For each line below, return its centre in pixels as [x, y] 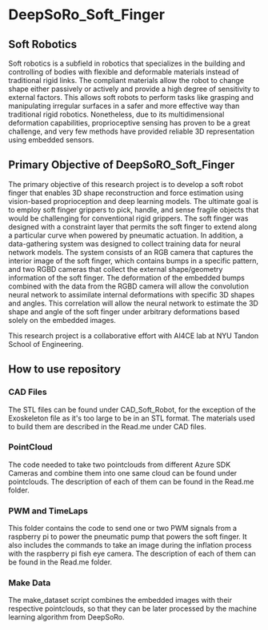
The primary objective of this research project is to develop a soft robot [126, 184]
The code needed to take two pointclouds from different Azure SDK [120, 465]
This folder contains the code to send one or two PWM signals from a [123, 528]
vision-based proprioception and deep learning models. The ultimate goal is [133, 201]
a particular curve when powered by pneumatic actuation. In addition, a [126, 235]
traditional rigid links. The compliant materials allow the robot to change [126, 80]
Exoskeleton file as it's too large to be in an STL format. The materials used [132, 418]
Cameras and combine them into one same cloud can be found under [123, 472]
